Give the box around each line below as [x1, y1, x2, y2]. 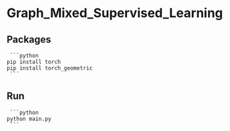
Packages [6, 33, 51, 46]
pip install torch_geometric [6, 65, 93, 72]
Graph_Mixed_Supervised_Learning [6, 5, 224, 21]
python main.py [6, 115, 52, 122]
